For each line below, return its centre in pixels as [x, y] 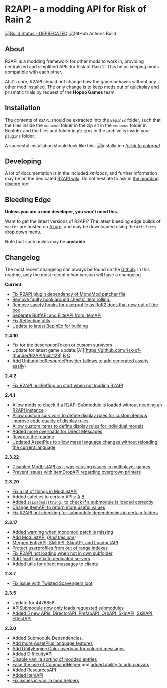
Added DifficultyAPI [32, 654]
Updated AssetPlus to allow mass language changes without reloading [85, 442]
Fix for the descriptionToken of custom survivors [62, 345]
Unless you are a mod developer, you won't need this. [62, 212]
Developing [23, 161]
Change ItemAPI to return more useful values [59, 507]
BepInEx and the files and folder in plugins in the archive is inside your [78, 130]
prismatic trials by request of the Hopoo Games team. [61, 92]
